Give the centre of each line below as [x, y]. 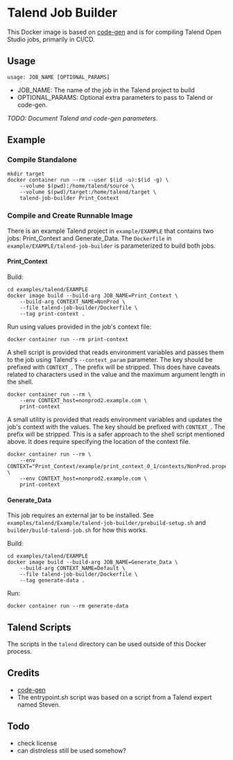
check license [37, 743]
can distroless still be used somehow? [71, 750]
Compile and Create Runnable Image [70, 216]
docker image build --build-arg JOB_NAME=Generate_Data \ [93, 562]
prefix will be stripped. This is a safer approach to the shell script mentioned [116, 434]
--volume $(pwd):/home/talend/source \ [77, 186]
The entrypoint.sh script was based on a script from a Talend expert [114, 697]
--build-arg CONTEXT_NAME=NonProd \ [73, 302]
